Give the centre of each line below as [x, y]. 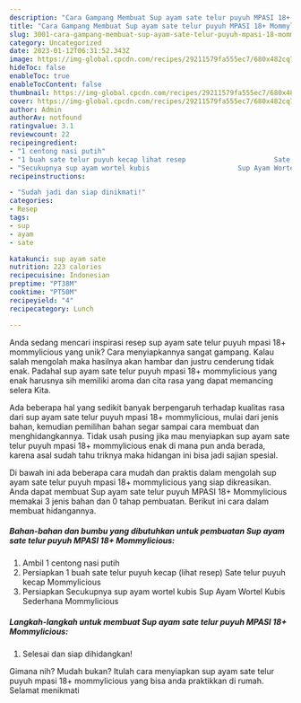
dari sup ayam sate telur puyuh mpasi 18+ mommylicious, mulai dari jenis [144, 417]
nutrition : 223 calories [56, 267]
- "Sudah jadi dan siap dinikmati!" [77, 193]
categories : [31, 201]
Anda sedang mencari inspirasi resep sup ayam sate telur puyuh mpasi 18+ [148, 342]
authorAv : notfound [46, 118]
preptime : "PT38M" [43, 284]
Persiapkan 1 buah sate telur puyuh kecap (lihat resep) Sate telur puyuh [154, 573]
